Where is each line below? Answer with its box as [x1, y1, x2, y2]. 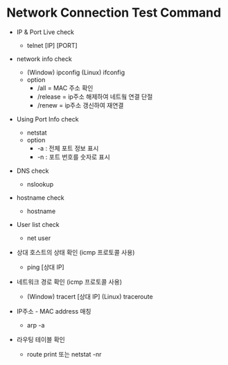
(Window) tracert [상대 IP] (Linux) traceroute [26, 292, 153, 300]
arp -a [26, 321, 45, 329]
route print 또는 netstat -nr [26, 350, 102, 358]
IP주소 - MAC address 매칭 [16, 307, 91, 315]
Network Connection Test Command [6, 5, 222, 21]
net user [26, 234, 51, 242]
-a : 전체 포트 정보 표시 [37, 144, 99, 152]
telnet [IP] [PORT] [26, 41, 78, 49]
